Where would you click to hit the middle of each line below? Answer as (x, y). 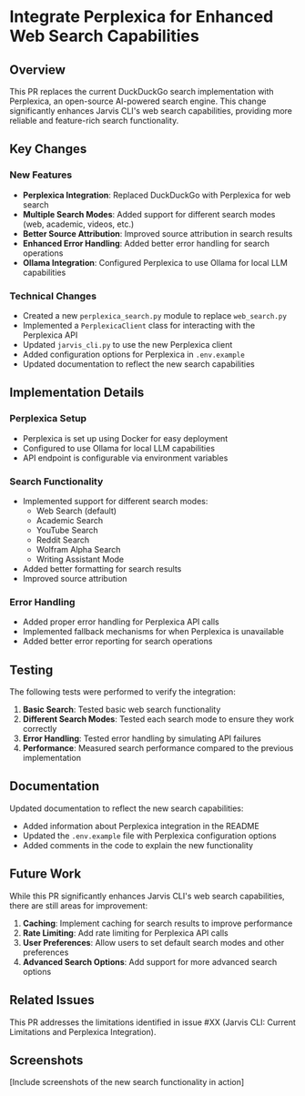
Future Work (46, 874)
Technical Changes (53, 296)
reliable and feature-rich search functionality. (94, 121)
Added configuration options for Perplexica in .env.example (134, 354)
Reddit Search (63, 540)
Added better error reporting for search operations (117, 641)
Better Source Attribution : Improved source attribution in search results (158, 233)
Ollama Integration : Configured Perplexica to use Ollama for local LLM (155, 262)
